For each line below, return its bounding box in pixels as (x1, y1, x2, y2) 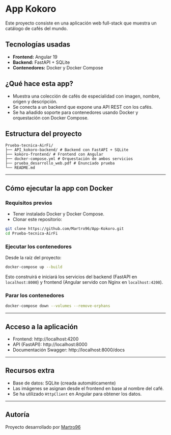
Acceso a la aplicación (5, 322, 78, 331)
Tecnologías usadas (5, 40, 70, 49)
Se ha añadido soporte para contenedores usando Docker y (12, 109, 138, 115)
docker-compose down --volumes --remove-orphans (5, 303, 110, 309)
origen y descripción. (12, 98, 58, 105)
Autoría (5, 410, 30, 419)
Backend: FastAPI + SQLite (12, 59, 70, 65)
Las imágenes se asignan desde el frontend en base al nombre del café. (12, 385, 164, 391)
